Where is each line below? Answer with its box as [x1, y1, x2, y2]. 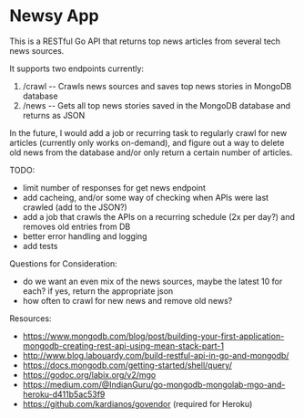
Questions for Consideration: [9, 257, 118, 269]
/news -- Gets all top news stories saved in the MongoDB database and [22, 99, 291, 110]
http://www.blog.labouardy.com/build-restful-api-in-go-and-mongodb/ [22, 350, 289, 361]
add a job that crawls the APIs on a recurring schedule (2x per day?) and [22, 211, 296, 222]
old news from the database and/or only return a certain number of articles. [9, 147, 293, 158]
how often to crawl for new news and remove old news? [22, 295, 233, 306]
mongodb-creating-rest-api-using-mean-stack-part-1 [22, 340, 225, 351]
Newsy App [9, 5, 99, 26]
